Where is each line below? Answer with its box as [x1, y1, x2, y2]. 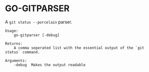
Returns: [5, 41, 23, 46]
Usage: [5, 28, 18, 33]
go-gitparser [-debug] [14, 33, 60, 37]
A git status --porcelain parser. [5, 19, 72, 25]
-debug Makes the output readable [14, 62, 86, 67]
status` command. [5, 50, 40, 54]
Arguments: [5, 58, 27, 63]
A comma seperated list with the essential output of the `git [14, 45, 145, 50]
